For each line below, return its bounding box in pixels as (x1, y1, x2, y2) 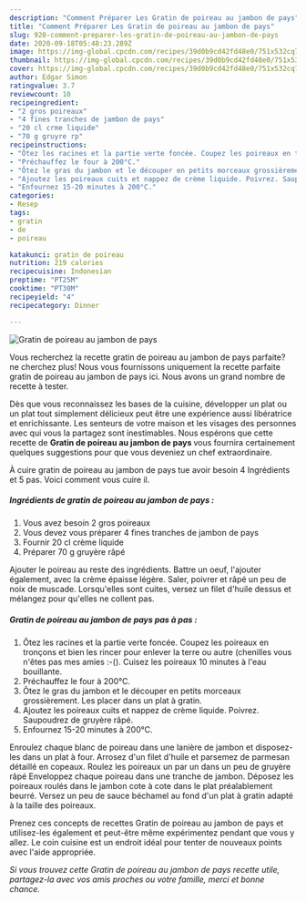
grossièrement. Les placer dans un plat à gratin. (22, 695, 202, 706)
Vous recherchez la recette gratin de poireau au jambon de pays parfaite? (9, 352, 286, 363)
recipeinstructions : (9, 140, 88, 149)
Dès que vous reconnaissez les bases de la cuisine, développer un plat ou (9, 398, 287, 409)
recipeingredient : (9, 97, 79, 108)
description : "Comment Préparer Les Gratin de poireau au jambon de (9, 13, 275, 23)
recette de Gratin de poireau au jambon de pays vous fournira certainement (9, 436, 296, 447)
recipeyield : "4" (9, 292, 76, 302)
